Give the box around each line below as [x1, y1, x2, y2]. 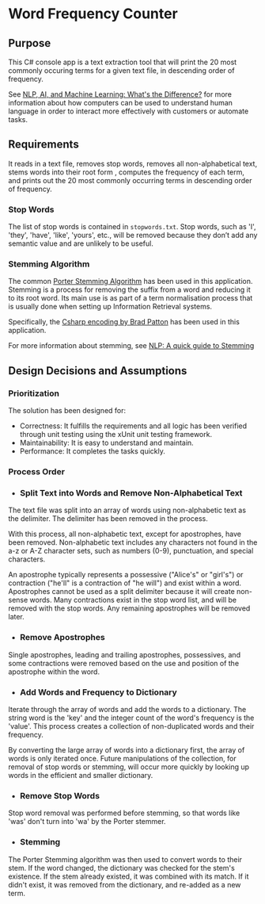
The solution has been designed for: [8, 406, 127, 416]
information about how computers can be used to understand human [8, 98, 233, 107]
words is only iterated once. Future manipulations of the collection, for [8, 753, 237, 763]
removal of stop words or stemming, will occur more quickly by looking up [8, 762, 250, 772]
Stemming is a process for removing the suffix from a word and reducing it [8, 285, 251, 294]
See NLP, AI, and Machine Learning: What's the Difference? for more [8, 90, 232, 99]
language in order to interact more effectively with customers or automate [8, 106, 249, 116]
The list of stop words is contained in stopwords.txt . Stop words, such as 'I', [8, 222, 256, 232]
